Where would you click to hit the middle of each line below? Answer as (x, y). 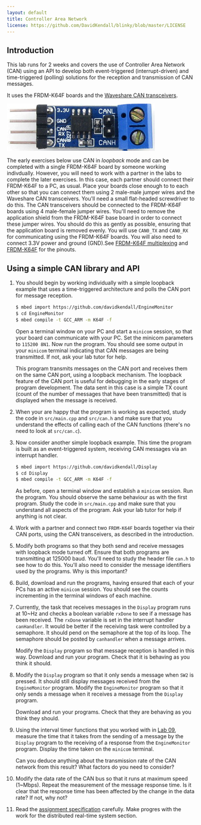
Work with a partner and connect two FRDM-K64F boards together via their (105, 528)
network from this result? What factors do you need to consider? (95, 767)
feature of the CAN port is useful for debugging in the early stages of (100, 381)
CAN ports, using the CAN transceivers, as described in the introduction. (105, 534)
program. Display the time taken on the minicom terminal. (85, 749)
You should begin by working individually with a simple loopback (95, 283)
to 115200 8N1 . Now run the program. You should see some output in (99, 344)
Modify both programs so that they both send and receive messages (100, 546)
